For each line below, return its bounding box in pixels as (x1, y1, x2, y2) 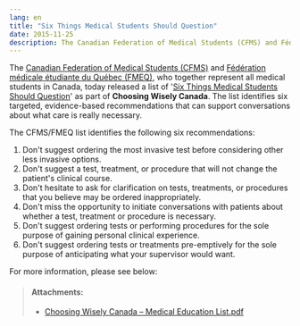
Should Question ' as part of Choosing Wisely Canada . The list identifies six (9, 91, 288, 102)
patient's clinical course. (21, 173, 113, 184)
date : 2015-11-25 (9, 29, 74, 38)
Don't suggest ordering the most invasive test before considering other (21, 145, 284, 155)
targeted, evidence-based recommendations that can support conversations (9, 100, 291, 112)
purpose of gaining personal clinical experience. (21, 230, 201, 241)
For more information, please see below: (9, 266, 158, 277)
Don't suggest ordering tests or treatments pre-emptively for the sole (21, 239, 278, 250)
